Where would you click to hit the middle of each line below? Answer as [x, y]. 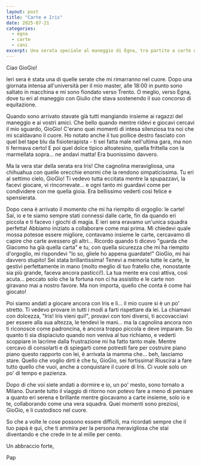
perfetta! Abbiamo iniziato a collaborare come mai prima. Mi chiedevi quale [99, 228]
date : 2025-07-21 [28, 23]
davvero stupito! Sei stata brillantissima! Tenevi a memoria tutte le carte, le [98, 260]
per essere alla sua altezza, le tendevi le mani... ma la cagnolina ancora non [99, 322]
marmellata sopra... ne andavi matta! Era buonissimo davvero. [82, 154]
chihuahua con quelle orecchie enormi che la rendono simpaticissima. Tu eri [100, 172]
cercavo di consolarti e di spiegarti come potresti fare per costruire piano [96, 348]
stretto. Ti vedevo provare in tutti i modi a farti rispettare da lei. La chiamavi [99, 309]
